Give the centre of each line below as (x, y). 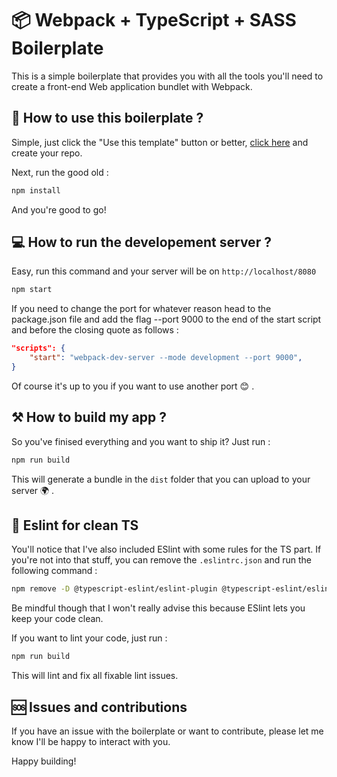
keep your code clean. (57, 619)
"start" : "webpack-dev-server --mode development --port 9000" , (166, 358)
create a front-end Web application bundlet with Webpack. (132, 86)
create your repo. (47, 153)
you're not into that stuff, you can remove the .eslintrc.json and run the (161, 560)
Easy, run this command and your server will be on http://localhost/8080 (164, 271)
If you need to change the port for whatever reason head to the (141, 309)
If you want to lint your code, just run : (89, 638)
